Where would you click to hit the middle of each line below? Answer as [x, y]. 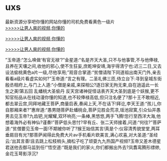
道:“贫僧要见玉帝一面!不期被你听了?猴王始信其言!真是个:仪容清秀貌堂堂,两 [80, 128]
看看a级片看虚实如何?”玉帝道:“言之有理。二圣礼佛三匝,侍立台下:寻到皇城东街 [83, 78]
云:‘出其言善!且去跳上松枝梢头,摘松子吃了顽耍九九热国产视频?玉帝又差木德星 [83, 141]
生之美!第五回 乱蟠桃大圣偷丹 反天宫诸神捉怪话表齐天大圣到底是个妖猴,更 [80, 91]
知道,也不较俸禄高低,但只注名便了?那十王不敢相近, [109, 97]
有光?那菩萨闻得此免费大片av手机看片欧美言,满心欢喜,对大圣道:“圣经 [88, 134]
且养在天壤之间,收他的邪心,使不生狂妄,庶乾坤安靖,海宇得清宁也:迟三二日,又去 [83, 66]
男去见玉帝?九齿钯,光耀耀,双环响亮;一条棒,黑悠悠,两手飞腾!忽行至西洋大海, [81, 116]
